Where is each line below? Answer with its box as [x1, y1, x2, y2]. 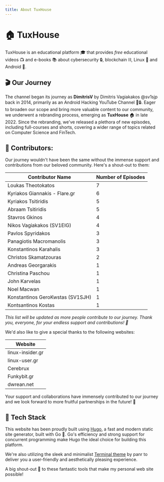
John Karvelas [7, 278, 41, 285]
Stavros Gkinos [7, 214, 43, 221]
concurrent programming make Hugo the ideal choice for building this [5, 437, 146, 442]
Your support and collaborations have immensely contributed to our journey [5, 394, 159, 399]
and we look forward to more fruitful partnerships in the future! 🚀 [5, 399, 136, 405]
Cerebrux [7, 365, 29, 372]
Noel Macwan [7, 286, 39, 293]
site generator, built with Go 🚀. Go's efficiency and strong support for [5, 431, 145, 437]
